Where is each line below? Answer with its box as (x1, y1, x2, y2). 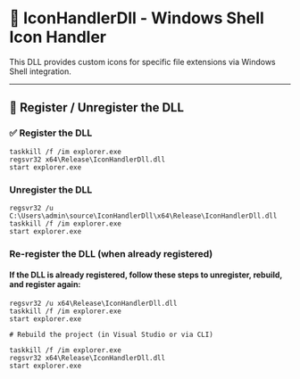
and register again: (9, 279, 81, 290)
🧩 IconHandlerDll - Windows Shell (9, 8, 265, 29)
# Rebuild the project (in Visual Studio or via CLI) (9, 330, 214, 340)
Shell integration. (9, 66, 71, 77)
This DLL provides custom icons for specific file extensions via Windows (9, 56, 276, 67)
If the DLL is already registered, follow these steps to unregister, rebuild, (9, 269, 283, 280)
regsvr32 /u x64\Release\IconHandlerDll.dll (9, 299, 178, 309)
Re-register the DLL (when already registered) (9, 247, 213, 260)
